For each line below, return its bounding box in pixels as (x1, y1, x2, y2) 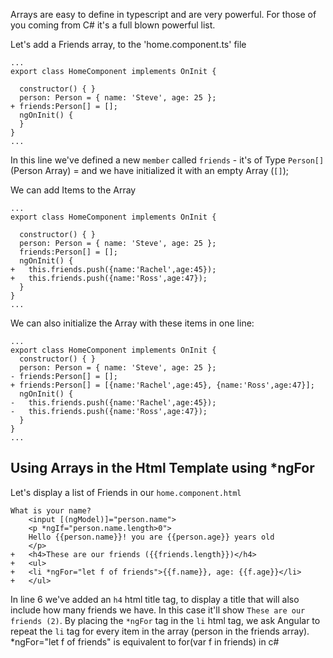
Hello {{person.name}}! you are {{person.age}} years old (28, 532, 275, 542)
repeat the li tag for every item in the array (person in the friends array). (10, 625, 310, 637)
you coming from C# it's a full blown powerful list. (10, 19, 216, 31)
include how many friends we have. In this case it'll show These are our (10, 604, 306, 616)
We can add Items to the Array (10, 184, 137, 196)
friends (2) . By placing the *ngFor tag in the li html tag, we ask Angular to (10, 614, 321, 626)
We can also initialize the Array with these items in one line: (10, 317, 255, 329)
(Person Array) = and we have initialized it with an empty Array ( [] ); (10, 165, 289, 176)
